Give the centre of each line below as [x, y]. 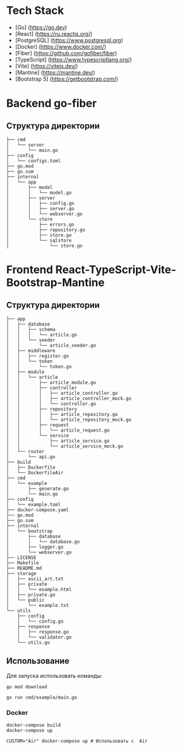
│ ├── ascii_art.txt [35, 579]
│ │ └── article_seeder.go [51, 345]
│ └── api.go [31, 457]
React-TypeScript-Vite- [116, 270]
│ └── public [25, 600]
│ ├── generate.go [38, 489]
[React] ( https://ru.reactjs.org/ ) [54, 33]
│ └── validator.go [44, 637]
